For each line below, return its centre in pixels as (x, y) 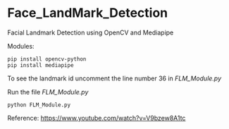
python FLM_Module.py (39, 105)
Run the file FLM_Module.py (48, 92)
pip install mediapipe (41, 65)
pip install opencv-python (47, 59)
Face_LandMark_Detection (87, 13)
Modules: (21, 46)
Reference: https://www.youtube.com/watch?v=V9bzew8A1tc (97, 118)
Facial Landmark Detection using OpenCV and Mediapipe (91, 32)
